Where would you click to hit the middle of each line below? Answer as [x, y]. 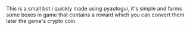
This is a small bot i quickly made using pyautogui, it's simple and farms [94, 9]
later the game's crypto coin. [42, 21]
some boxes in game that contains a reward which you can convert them [95, 15]
